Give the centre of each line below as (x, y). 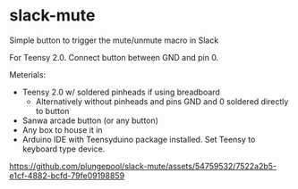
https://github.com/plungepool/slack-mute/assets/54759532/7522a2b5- (143, 166)
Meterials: (28, 74)
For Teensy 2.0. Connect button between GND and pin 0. (114, 57)
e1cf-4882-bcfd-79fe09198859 (67, 176)
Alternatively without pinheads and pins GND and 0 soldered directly (162, 101)
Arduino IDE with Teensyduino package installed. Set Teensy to (139, 139)
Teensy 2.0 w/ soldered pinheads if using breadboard (121, 92)
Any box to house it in (62, 129)
